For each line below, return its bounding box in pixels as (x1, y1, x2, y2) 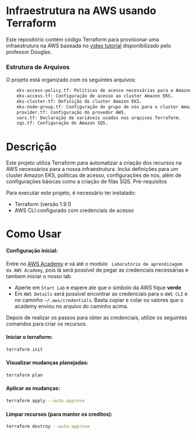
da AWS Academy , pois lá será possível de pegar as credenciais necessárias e (6, 266, 188, 273)
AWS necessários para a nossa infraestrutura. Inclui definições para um (6, 166, 178, 173)
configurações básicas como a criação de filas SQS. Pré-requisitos (6, 178, 167, 185)
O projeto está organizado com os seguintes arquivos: (6, 76, 136, 83)
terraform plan (6, 372, 43, 378)
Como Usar (6, 227, 62, 241)
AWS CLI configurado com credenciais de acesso (14, 207, 134, 214)
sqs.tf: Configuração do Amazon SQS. (16, 120, 108, 126)
